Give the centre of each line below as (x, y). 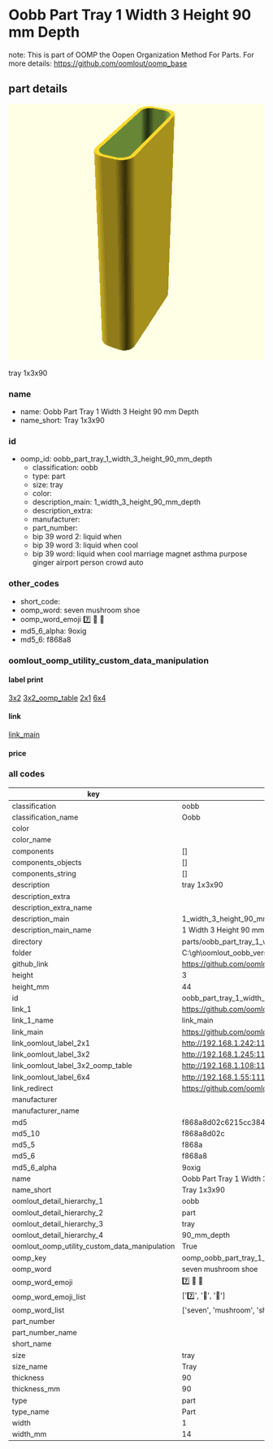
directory (27, 941)
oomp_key (29, 1257)
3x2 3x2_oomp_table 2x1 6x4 (57, 698)
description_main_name (52, 930)
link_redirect (32, 1088)
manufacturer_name (45, 1111)
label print (26, 680)
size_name (30, 1366)
